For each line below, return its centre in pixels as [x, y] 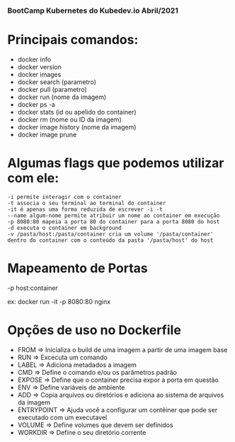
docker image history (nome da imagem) [77, 127]
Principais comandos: [73, 40]
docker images [39, 74]
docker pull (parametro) [52, 89]
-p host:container [33, 288]
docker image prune [47, 134]
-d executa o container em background [64, 228]
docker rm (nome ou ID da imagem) [69, 120]
